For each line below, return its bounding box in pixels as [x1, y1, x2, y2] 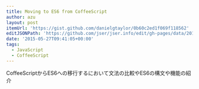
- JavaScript [11, 47, 44, 53]
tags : [6, 42, 20, 48]
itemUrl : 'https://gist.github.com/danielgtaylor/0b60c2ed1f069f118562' [6, 25, 190, 31]
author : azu [6, 14, 36, 20]
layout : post [6, 19, 38, 25]
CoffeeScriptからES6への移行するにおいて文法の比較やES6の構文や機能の [6, 69, 187, 77]
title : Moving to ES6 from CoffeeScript [6, 8, 108, 15]
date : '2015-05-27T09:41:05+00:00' [6, 36, 94, 42]
